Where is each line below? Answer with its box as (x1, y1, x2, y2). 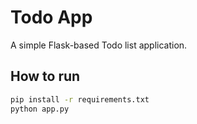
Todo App (10, 6, 93, 29)
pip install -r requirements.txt (10, 94, 150, 105)
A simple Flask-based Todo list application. (10, 39, 188, 51)
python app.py (10, 104, 70, 114)
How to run (10, 68, 81, 85)
